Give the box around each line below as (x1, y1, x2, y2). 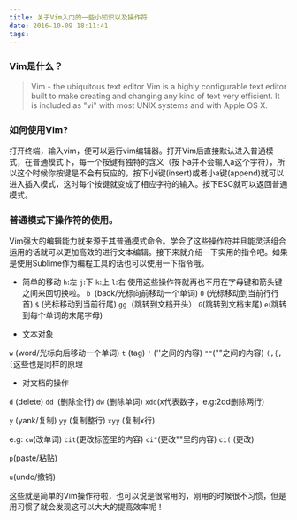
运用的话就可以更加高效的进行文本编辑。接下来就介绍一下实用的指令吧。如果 (9, 247, 288, 258)
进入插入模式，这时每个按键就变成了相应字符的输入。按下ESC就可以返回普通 (9, 178, 288, 189)
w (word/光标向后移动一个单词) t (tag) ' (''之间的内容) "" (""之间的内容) (9, 347, 265, 359)
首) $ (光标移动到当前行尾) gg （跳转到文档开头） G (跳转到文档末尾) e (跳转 (21, 299, 287, 310)
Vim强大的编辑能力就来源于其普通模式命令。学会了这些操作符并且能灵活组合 (9, 236, 287, 246)
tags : (9, 29, 29, 38)
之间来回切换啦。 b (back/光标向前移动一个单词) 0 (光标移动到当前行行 (21, 288, 279, 299)
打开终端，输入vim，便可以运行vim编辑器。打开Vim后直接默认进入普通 (9, 145, 267, 156)
